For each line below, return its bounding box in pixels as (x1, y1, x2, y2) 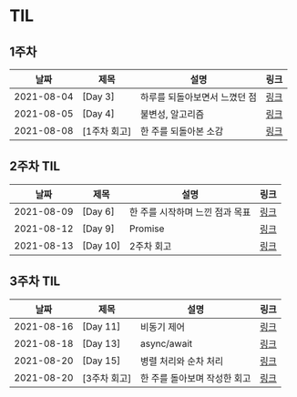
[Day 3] (81, 90, 116, 103)
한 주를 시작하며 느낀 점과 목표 (128, 206, 251, 219)
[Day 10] (81, 239, 121, 251)
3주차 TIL (9, 274, 61, 290)
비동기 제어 (139, 321, 185, 333)
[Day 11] (81, 320, 121, 332)
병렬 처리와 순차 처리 (139, 354, 224, 367)
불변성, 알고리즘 (139, 108, 205, 120)
